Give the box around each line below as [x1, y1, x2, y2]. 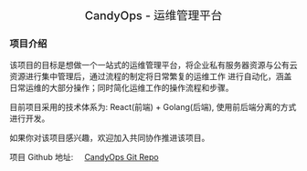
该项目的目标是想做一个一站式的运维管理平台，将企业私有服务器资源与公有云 [9, 60, 298, 71]
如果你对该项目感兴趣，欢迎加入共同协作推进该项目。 [9, 133, 210, 144]
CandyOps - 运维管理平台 [84, 8, 223, 23]
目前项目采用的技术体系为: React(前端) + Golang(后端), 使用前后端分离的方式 [9, 102, 297, 113]
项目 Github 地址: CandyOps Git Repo [9, 152, 159, 163]
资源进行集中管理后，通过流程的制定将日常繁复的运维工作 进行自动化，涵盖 [9, 71, 292, 82]
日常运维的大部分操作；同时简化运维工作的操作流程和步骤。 [9, 83, 234, 94]
